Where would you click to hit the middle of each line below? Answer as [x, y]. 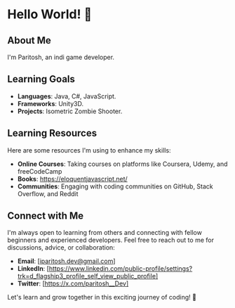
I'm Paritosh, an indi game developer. [61, 57]
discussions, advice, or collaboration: [61, 248]
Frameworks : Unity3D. [51, 103]
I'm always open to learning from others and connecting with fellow [105, 233]
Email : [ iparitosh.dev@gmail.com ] [66, 261]
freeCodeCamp [40, 171]
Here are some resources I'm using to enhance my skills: [89, 150]
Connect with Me [46, 216]
